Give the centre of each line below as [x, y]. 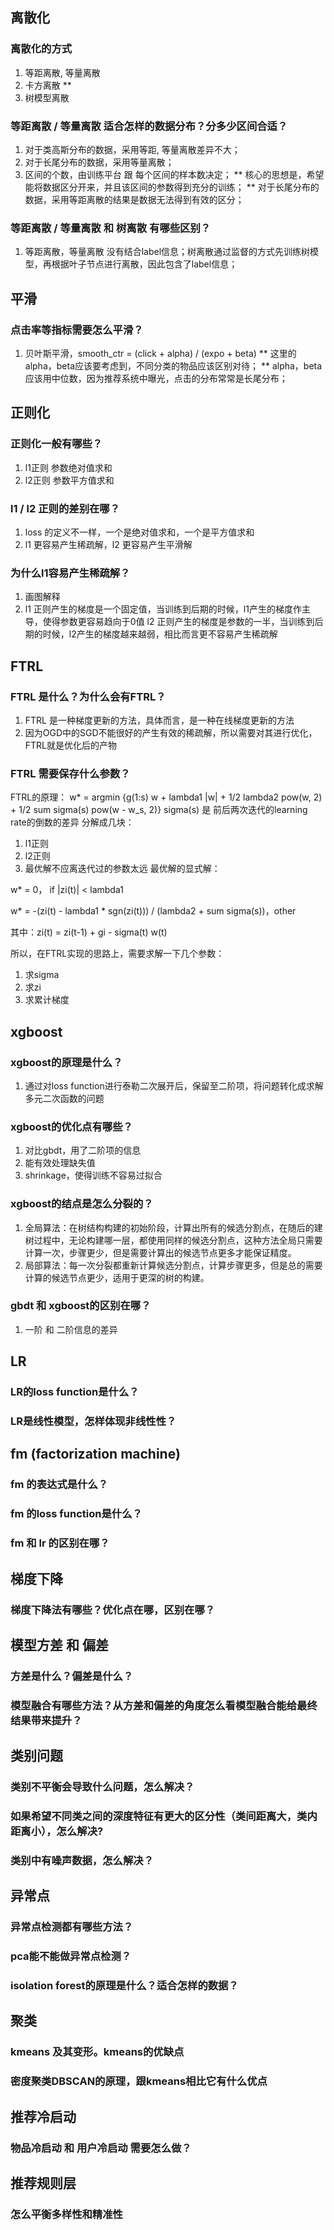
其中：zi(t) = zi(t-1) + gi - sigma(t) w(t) [89, 932]
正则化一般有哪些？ [56, 444]
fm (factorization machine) [95, 1454]
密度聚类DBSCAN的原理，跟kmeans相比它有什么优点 [139, 2081]
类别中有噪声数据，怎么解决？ [82, 1860]
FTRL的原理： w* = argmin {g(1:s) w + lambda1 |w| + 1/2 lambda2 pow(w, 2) [166, 797]
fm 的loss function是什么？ [76, 1514]
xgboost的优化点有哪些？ [71, 1126]
